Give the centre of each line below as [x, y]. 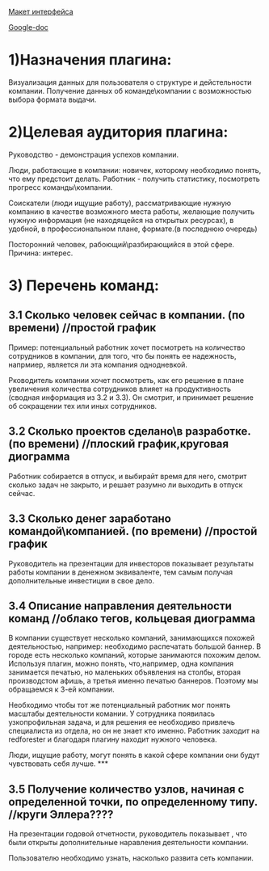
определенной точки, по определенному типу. [133, 802]
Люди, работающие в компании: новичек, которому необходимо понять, [135, 170]
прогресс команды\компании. [61, 187]
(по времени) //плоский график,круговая [118, 444]
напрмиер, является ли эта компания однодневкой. [98, 364]
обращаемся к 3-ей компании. [61, 689]
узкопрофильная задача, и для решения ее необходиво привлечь [122, 722]
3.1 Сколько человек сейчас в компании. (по [127, 316]
